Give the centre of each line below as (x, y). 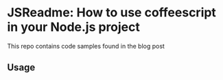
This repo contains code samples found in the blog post (86, 46)
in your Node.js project (74, 27)
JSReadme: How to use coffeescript (111, 13)
